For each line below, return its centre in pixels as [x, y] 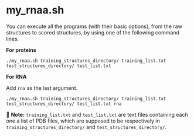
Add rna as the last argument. [42, 88]
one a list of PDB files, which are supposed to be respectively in [83, 121]
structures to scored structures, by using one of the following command [93, 32]
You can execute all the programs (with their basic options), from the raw [94, 26]
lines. [13, 39]
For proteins [21, 50]
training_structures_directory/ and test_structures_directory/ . [86, 127]
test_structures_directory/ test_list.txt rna [64, 104]
